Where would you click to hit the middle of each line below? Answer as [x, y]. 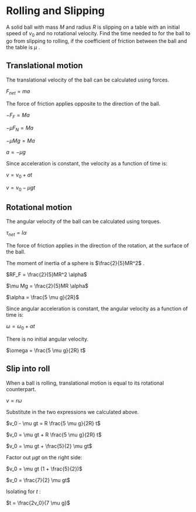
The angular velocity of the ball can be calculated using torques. [84, 222]
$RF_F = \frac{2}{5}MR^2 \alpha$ [47, 274]
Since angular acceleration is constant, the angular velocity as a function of [97, 308]
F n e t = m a [18, 92]
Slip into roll [28, 369]
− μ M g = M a [20, 140]
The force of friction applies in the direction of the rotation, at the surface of [97, 246]
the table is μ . [23, 47]
